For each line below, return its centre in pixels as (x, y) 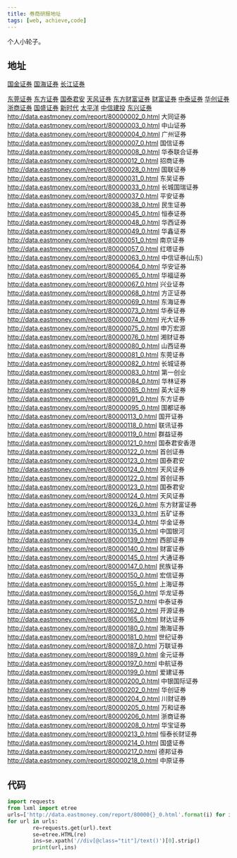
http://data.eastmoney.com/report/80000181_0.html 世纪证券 (96, 637)
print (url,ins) (55, 847)
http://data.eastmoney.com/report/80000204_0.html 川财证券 (97, 699)
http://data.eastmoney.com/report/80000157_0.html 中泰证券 (95, 602)
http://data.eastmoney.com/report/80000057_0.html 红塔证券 (96, 249)
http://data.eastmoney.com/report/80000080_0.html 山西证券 (97, 346)
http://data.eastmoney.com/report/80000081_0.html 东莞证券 (96, 355)
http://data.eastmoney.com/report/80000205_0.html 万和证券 (97, 708)
